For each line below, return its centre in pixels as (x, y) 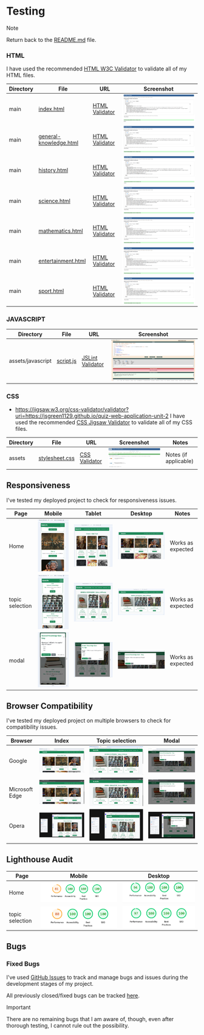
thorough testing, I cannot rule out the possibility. (68, 1025)
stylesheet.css (56, 458)
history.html (53, 170)
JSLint (90, 357)
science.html (55, 201)
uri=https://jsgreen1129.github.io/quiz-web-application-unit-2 (92, 416)
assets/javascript (30, 361)
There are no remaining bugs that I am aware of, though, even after (90, 1019)
